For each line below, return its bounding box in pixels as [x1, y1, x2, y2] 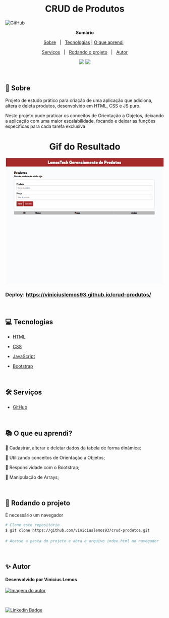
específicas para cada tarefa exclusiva [5, 123, 86, 129]
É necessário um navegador [5, 512, 64, 518]
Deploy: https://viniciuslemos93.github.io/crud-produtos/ [5, 291, 151, 298]
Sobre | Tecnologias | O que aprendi [43, 39, 124, 45]
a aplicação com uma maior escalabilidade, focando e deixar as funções [5, 118, 156, 124]
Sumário [75, 29, 94, 35]
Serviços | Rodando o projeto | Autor [42, 49, 128, 55]
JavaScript [12, 353, 35, 359]
